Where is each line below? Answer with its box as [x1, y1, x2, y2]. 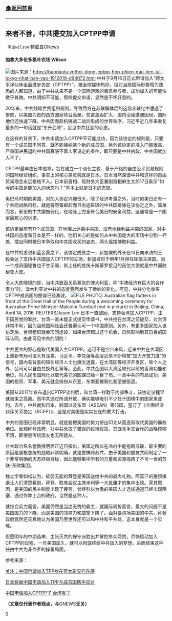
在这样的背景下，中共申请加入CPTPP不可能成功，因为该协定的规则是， [5, 135, 155, 142]
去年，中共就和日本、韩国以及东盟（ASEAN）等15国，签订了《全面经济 [14, 402, 164, 408]
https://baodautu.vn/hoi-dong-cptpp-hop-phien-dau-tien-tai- [33, 69, 163, 75]
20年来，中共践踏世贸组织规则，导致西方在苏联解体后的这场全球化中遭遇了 [5, 105, 164, 111]
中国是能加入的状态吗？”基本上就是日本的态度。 [14, 185, 115, 191]
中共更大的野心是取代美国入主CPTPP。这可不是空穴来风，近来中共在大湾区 [5, 346, 164, 352]
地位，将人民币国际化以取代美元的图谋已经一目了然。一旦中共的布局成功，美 [5, 372, 167, 378]
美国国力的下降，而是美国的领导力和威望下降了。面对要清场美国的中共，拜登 [5, 510, 167, 516]
